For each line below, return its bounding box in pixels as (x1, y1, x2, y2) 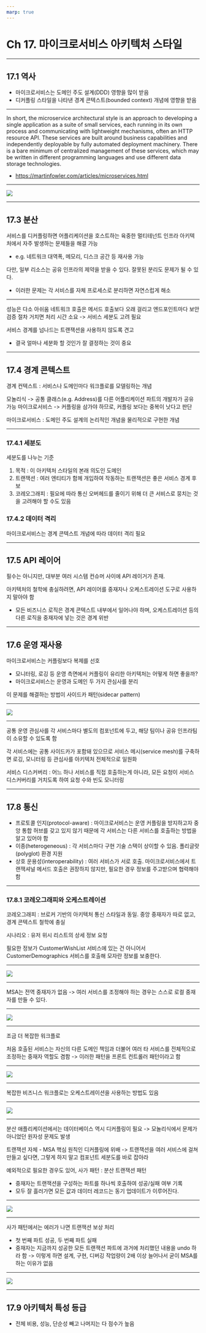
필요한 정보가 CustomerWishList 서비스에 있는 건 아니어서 (6, 944, 146, 952)
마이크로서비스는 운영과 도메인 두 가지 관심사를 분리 (15, 678, 139, 686)
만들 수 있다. (17, 996, 48, 1003)
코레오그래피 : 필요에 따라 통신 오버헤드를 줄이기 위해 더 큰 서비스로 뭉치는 (15, 490, 192, 497)
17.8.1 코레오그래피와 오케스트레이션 (6, 895, 106, 904)
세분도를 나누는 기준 (6, 454, 54, 461)
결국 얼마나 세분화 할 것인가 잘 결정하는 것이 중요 (15, 339, 132, 347)
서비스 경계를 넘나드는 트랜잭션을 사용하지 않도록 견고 (6, 326, 134, 334)
